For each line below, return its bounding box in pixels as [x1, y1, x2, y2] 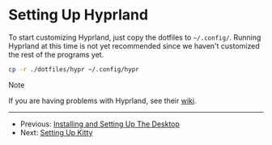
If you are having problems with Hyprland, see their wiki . [8, 96, 197, 105]
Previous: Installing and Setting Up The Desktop [19, 119, 181, 129]
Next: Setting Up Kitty [19, 127, 93, 137]
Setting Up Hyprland [8, 6, 148, 24]
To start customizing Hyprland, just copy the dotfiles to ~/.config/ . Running [8, 32, 261, 42]
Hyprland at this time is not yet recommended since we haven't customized [8, 41, 261, 50]
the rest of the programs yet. [8, 49, 104, 59]
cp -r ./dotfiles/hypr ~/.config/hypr [8, 65, 139, 74]
